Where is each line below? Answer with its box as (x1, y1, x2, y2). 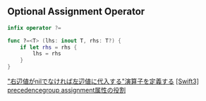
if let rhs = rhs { (20, 44, 78, 51)
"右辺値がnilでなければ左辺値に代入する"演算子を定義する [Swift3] (7, 77, 200, 85)
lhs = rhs (32, 50, 61, 57)
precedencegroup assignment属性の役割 (7, 86, 126, 95)
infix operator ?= (7, 24, 61, 31)
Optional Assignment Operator (7, 6, 145, 18)
